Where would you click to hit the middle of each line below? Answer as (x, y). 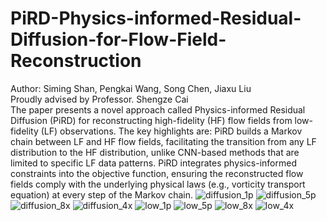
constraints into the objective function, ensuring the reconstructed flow (157, 173)
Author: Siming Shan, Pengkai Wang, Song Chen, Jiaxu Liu (131, 88)
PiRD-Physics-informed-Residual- (156, 18)
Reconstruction (76, 61)
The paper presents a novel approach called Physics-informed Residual (158, 109)
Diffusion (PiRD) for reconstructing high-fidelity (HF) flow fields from (151, 120)
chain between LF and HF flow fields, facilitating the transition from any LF (163, 141)
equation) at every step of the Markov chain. (101, 194)
